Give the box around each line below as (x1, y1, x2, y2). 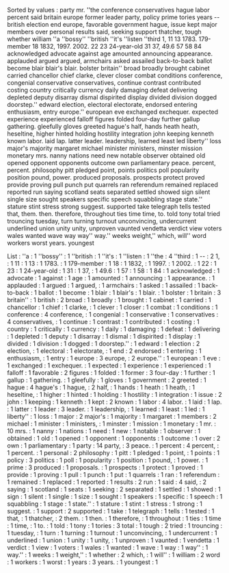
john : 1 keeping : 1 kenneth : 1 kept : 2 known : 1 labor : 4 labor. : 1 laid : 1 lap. (7, 398, 222, 406)
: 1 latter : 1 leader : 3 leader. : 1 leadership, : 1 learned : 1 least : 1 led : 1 (7, 405, 205, 413)
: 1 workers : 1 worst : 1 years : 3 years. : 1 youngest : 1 (7, 558, 159, 566)
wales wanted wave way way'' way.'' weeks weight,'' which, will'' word (7, 232, 207, 239)
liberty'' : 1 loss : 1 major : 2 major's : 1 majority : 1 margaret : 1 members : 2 (7, 413, 217, 420)
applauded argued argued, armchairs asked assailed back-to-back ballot (7, 57, 213, 64)
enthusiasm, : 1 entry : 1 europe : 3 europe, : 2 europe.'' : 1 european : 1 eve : (7, 354, 221, 362)
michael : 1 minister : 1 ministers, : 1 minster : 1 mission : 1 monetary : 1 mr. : (7, 419, 217, 428)
